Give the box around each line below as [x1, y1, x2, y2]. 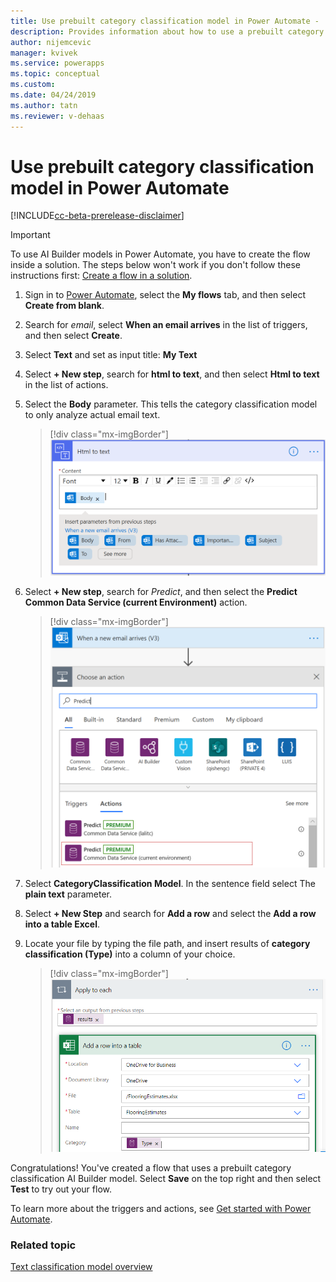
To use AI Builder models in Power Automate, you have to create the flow [10, 248, 311, 260]
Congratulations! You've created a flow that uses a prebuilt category [10, 1161, 292, 1174]
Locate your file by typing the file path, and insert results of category [24, 938, 311, 950]
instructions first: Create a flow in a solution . [10, 270, 193, 282]
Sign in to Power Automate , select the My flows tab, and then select [24, 289, 306, 301]
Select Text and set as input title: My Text [24, 349, 198, 361]
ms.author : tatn [10, 100, 78, 110]
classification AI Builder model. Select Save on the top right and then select [10, 1172, 322, 1184]
